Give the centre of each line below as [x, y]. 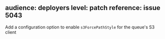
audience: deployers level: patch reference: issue [83, 8]
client [11, 32]
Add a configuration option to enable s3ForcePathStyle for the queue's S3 [80, 27]
